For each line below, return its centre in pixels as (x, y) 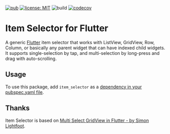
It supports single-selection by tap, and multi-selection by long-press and (82, 53)
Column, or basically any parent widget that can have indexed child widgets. (85, 48)
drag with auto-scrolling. (31, 58)
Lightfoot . (15, 126)
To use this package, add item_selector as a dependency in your (74, 87)
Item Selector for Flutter (57, 28)
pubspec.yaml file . (25, 92)
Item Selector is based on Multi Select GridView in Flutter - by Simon (77, 120)
